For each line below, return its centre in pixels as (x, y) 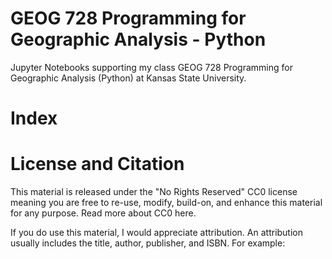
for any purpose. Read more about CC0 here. (103, 213)
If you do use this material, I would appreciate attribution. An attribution (157, 233)
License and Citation (97, 164)
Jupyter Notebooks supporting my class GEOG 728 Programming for (151, 67)
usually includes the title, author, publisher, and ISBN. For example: (148, 243)
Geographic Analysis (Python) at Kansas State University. (128, 78)
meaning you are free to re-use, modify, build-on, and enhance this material (166, 203)
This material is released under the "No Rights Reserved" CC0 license (154, 192)
